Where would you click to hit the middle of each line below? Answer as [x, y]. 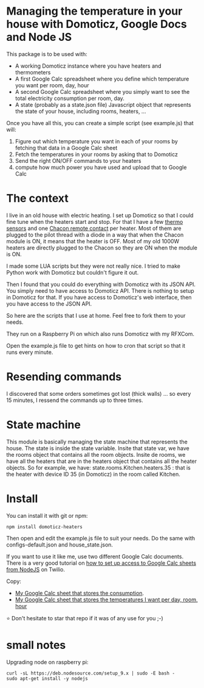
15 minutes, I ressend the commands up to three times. [75, 400]
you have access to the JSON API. [49, 304]
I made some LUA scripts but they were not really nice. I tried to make [93, 266]
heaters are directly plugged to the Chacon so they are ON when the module [102, 248]
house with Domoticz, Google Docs [97, 24]
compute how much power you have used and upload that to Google [101, 167]
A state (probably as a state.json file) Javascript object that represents [103, 104]
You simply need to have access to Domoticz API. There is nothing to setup [100, 290]
